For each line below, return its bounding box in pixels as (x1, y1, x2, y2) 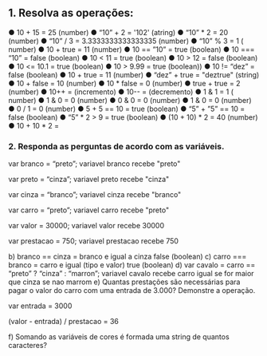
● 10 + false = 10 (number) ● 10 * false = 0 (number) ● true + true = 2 (8, 78, 241, 88)
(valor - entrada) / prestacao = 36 (8, 317, 120, 326)
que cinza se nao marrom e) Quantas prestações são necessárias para (8, 277, 241, 287)
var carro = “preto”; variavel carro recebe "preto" (8, 205, 170, 215)
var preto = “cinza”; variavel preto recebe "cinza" (8, 175, 170, 184)
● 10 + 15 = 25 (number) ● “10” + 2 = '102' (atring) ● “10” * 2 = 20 (8, 27, 229, 37)
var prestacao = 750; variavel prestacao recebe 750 (8, 236, 179, 246)
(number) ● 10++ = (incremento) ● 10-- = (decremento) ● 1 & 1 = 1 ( (8, 87, 234, 97)
